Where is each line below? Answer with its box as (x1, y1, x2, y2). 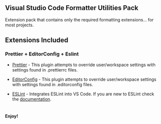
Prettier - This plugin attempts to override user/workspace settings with (12, 62, 156, 68)
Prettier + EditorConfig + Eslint (5, 51, 79, 57)
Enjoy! (5, 113, 18, 119)
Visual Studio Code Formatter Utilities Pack (5, 4, 139, 12)
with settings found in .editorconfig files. (12, 81, 93, 87)
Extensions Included (5, 36, 69, 44)
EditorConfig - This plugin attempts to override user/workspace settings (12, 76, 157, 82)
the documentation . (12, 96, 52, 102)
